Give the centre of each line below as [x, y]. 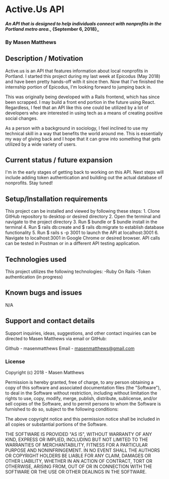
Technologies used [36, 259]
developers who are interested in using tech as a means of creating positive [84, 113]
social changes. [21, 118]
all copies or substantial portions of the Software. [56, 424]
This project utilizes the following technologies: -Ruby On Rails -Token [78, 271]
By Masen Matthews [31, 42]
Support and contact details [50, 321]
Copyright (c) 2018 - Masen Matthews [45, 372]
